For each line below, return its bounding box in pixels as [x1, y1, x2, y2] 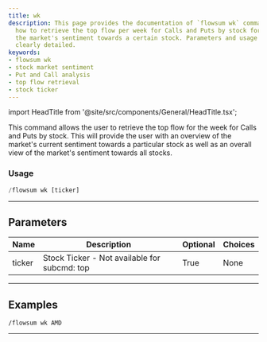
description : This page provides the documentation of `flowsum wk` [8, 19, 240, 27]
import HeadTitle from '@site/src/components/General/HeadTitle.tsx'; [8, 107, 238, 117]
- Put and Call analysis [8, 71, 91, 79]
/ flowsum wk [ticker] [8, 186, 80, 194]
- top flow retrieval [8, 78, 80, 86]
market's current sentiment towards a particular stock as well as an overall [8, 140, 252, 150]
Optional [182, 239, 216, 251]
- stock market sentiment [8, 64, 94, 72]
